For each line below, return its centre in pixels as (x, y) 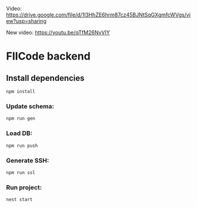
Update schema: (30, 106)
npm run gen (21, 119)
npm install (21, 91)
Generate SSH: (28, 160)
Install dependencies (45, 78)
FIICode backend (49, 56)
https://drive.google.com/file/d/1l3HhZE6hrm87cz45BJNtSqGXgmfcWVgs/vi (98, 15)
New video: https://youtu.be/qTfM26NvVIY (58, 32)
